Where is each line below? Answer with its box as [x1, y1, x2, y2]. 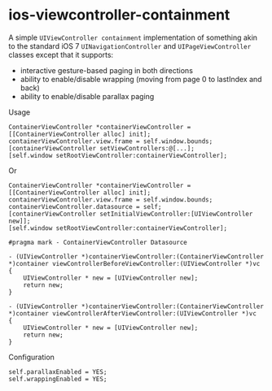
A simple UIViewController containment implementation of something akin [8, 33, 258, 42]
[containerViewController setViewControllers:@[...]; [8, 144, 195, 152]
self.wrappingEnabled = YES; [8, 375, 107, 383]
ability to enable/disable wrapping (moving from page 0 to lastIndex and [20, 74, 262, 84]
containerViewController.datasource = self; [8, 202, 162, 211]
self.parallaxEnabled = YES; [8, 367, 107, 376]
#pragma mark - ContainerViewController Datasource [8, 238, 187, 246]
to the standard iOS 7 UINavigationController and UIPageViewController [8, 41, 252, 50]
